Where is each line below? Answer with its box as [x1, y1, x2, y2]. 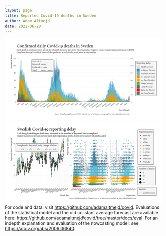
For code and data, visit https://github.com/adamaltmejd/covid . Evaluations [5, 204, 160, 210]
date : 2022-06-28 [5, 24, 41, 29]
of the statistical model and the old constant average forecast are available [5, 209, 158, 215]
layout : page [5, 8, 32, 13]
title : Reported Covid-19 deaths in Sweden [5, 13, 97, 18]
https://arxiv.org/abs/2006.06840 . [5, 225, 76, 231]
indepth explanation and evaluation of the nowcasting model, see [5, 220, 139, 226]
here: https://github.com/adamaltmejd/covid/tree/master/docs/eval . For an [5, 215, 158, 221]
